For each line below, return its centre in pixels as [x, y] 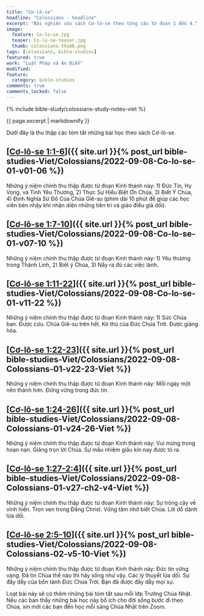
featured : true [26, 57]
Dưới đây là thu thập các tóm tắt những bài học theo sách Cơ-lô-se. [91, 133]
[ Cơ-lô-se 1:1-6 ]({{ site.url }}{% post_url [85, 152]
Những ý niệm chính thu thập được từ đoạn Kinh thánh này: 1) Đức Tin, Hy [99, 185]
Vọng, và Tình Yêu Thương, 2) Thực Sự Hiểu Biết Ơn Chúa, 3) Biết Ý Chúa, [100, 192]
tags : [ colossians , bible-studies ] [52, 52]
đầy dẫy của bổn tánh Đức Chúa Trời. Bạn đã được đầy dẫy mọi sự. [90, 582]
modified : [19, 69]
